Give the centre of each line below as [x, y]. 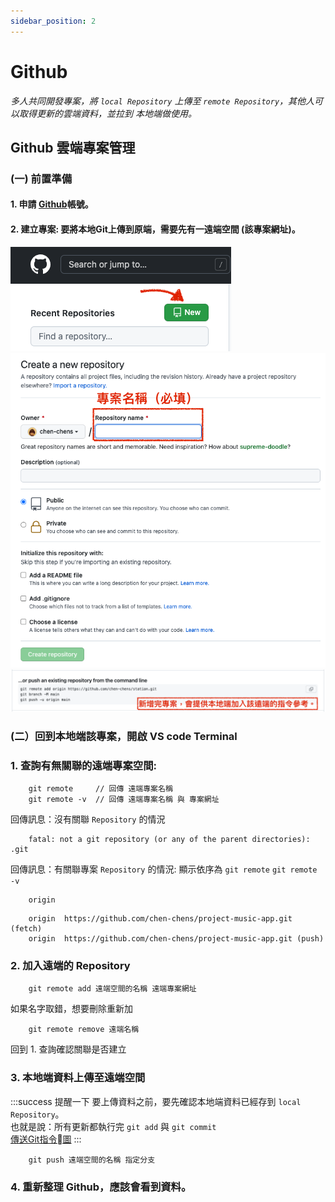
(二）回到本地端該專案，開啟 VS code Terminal [124, 736]
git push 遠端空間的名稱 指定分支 [92, 1160]
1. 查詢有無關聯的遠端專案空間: [84, 765]
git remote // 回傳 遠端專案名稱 [100, 789]
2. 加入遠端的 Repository [70, 966]
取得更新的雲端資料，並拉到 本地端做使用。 [107, 113]
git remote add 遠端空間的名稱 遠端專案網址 [112, 989]
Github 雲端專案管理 [73, 147]
